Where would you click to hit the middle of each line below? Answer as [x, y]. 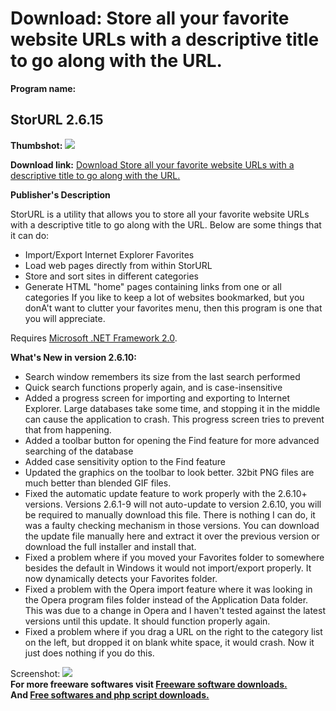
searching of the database [79, 451]
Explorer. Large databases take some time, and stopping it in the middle [172, 408]
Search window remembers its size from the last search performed [162, 376]
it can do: [30, 235]
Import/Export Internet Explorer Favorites [109, 254]
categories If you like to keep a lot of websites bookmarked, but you [164, 297]
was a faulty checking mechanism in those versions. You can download [172, 525]
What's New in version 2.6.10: [73, 357]
